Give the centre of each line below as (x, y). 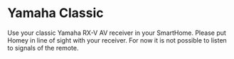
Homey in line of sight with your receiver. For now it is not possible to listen (117, 40)
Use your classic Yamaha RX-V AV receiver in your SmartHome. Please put (117, 33)
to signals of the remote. (43, 48)
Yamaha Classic (55, 13)
